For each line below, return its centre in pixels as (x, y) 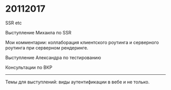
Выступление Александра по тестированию (53, 57)
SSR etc (13, 23)
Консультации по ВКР (29, 67)
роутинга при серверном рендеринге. (47, 48)
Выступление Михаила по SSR (38, 32)
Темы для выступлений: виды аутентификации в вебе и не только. (78, 82)
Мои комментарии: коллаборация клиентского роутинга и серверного (82, 42)
